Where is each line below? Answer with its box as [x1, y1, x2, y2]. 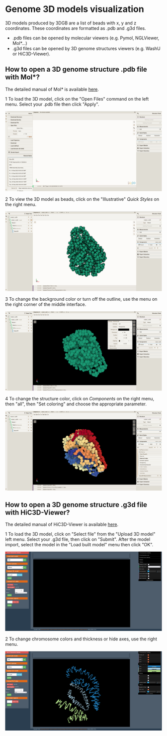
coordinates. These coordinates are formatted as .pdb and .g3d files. [5, 25, 147, 31]
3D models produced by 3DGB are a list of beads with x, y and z [5, 20, 137, 26]
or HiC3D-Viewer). [12, 51, 51, 57]
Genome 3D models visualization [5, 3, 144, 15]
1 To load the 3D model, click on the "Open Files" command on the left [5, 96, 149, 102]
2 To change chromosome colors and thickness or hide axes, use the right [5, 636, 158, 642]
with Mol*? [5, 73, 40, 82]
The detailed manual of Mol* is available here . [5, 86, 99, 92]
